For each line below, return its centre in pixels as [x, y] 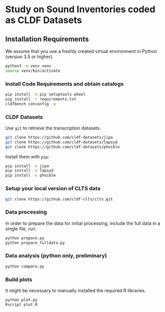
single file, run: [21, 228]
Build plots [19, 279]
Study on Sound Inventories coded [80, 9]
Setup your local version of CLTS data [53, 189]
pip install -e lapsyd [29, 171]
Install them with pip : [27, 157]
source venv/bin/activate [33, 71]
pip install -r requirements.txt [41, 99]
